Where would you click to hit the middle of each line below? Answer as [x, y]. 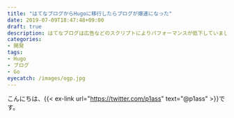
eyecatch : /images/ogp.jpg [46, 78]
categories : [24, 40]
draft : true [24, 26]
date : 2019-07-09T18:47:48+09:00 [56, 20]
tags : [15, 53]
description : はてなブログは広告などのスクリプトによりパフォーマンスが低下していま [116, 33]
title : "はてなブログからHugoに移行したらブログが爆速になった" [90, 14]
